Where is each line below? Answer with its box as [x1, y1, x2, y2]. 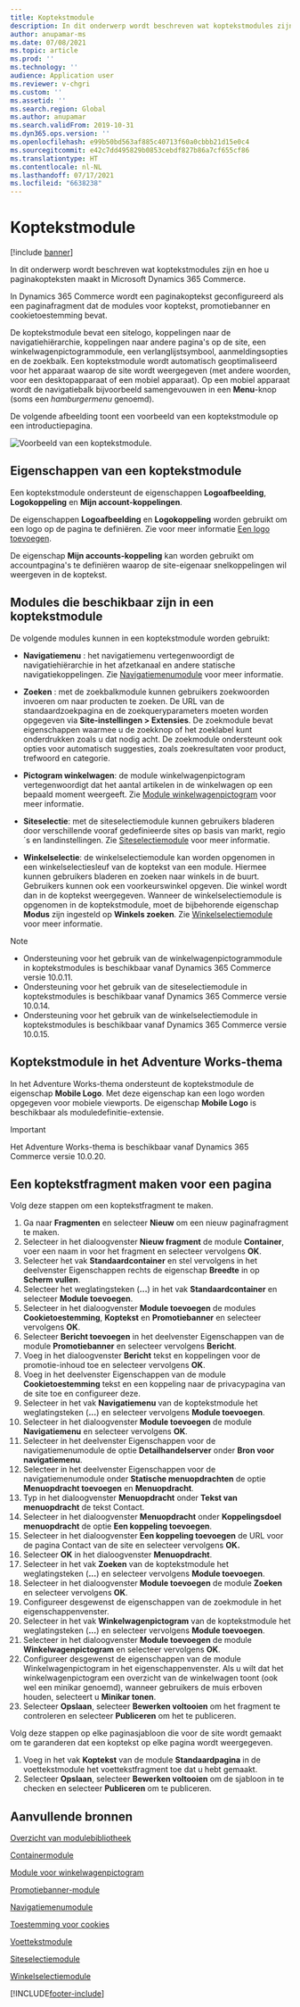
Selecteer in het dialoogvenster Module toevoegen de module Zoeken [22, 1578, 283, 1588]
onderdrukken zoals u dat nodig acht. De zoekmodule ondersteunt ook [22, 734, 283, 744]
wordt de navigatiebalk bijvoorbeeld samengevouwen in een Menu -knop [10, 385, 277, 395]
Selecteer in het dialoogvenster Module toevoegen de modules [22, 1303, 256, 1314]
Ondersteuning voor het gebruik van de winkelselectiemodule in [22, 1009, 258, 1020]
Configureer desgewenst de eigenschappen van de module [22, 1654, 241, 1664]
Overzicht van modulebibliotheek [10, 1833, 132, 1844]
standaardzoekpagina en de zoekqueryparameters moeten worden [22, 705, 269, 716]
